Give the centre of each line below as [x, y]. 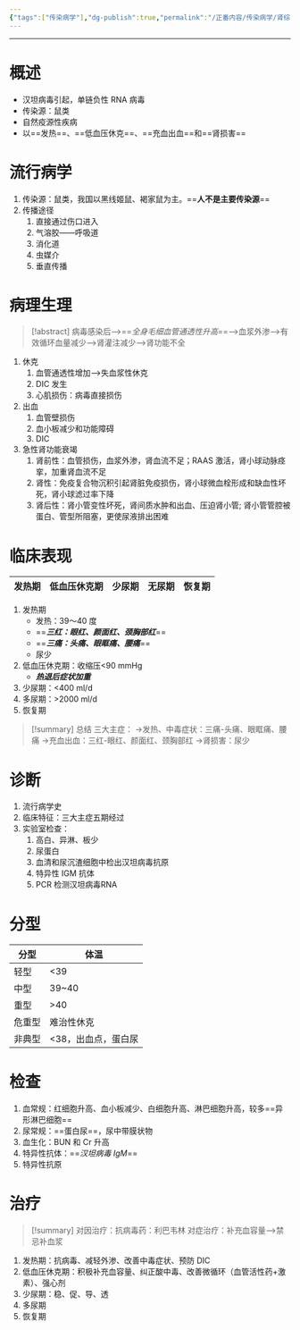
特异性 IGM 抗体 [65, 873]
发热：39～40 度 [66, 621]
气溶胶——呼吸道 [67, 232]
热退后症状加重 [63, 677]
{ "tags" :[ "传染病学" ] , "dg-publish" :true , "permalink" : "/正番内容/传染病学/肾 [146, 17]
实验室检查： [46, 829]
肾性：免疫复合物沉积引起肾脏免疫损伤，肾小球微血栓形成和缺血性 [157, 483]
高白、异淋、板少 [67, 840]
